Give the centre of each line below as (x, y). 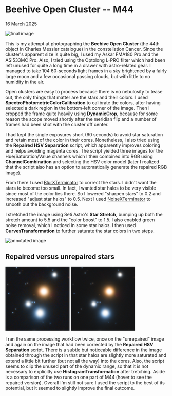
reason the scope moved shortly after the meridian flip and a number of (81, 119)
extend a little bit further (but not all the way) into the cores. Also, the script (85, 361)
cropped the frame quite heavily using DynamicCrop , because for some (82, 114)
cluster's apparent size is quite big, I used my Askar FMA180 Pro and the (82, 54)
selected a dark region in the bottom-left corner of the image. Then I (78, 108)
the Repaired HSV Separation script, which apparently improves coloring (83, 145)
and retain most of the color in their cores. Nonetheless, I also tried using (82, 140)
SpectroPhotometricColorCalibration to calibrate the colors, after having (83, 102)
